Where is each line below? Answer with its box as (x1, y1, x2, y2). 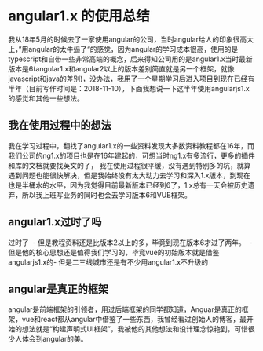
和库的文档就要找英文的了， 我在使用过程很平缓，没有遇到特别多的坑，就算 (8, 160, 251, 170)
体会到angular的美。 (21, 335, 88, 344)
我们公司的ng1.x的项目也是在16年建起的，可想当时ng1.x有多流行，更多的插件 (8, 151, 255, 160)
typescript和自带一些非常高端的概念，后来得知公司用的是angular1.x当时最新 (8, 54, 253, 64)
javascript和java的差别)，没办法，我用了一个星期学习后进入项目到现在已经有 (8, 74, 255, 83)
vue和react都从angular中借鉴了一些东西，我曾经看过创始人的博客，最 (21, 315, 247, 324)
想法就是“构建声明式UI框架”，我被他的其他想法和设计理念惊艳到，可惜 (21, 324, 249, 334)
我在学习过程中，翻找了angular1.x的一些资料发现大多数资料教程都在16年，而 (8, 141, 255, 150)
